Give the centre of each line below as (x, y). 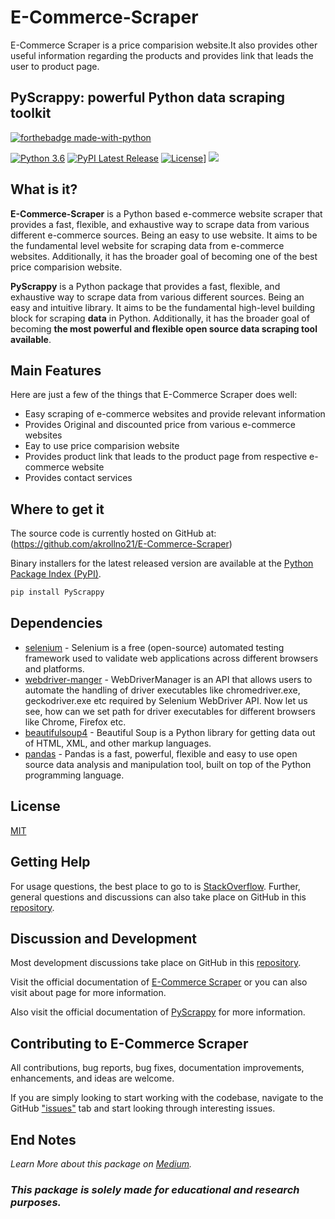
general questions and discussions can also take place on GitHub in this (158, 897)
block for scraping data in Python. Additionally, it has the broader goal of (160, 318)
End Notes (43, 1139)
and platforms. (54, 668)
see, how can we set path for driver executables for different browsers (170, 711)
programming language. (74, 775)
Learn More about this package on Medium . (101, 1163)
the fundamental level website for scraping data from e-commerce (147, 245)
